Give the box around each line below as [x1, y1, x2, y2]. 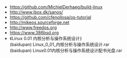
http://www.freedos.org [9, 25, 57, 30]
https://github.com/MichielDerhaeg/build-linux [9, 4, 103, 10]
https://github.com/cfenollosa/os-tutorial [9, 14, 91, 20]
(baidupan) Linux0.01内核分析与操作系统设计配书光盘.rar [9, 48, 123, 53]
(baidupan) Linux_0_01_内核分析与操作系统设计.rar [9, 42, 110, 47]
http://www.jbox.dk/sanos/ [9, 9, 63, 15]
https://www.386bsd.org [9, 30, 59, 35]
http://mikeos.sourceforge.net [9, 19, 70, 25]
